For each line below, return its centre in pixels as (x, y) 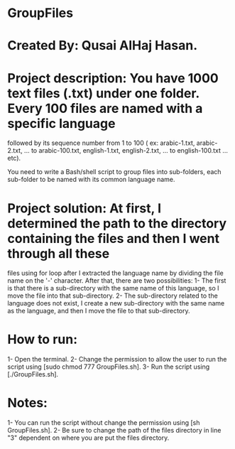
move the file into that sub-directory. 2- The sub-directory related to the (113, 296)
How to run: (43, 340)
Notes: (28, 403)
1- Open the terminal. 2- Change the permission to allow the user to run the (117, 359)
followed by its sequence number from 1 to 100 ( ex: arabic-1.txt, (101, 143)
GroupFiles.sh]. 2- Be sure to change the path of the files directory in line (114, 431)
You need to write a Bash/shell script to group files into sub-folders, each (114, 172)
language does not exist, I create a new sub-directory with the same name (116, 303)
